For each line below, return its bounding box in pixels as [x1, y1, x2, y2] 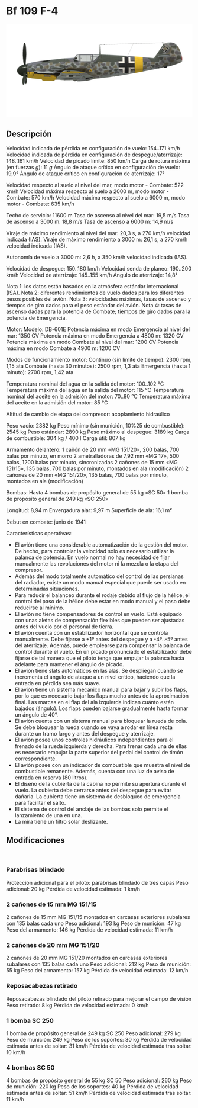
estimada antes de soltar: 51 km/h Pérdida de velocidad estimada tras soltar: [6, 1090, 192, 1097]
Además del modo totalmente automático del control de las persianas [14, 573, 184, 580]
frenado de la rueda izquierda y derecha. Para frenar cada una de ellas [14, 742, 187, 750]
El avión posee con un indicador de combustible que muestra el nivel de [14, 761, 190, 768]
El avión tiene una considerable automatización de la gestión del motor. [14, 541, 189, 548]
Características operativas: [6, 529, 72, 537]
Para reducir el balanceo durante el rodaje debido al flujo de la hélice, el [14, 591, 190, 599]
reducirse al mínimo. [14, 604, 65, 611]
